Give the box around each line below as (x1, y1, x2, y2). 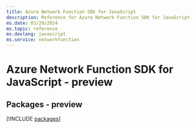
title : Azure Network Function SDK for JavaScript (6, 8, 136, 15)
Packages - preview (6, 99, 83, 109)
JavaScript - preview (6, 76, 113, 89)
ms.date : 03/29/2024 (6, 20, 58, 26)
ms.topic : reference (6, 25, 58, 32)
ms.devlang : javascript (6, 31, 66, 37)
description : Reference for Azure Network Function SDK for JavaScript (6, 14, 190, 20)
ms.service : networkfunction (6, 37, 80, 43)
